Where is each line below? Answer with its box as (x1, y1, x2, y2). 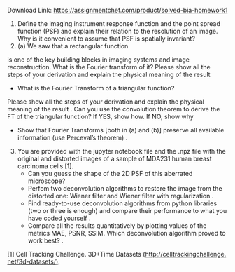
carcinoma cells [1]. (17, 162, 74, 170)
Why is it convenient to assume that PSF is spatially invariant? (17, 34, 196, 43)
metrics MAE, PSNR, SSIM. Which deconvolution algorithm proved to (27, 229, 226, 237)
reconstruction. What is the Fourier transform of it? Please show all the (7, 63, 211, 71)
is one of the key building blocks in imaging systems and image (7, 55, 190, 64)
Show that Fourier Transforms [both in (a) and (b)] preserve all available (17, 126, 225, 134)
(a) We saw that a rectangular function (17, 42, 129, 50)
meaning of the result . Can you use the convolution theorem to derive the (7, 105, 220, 113)
